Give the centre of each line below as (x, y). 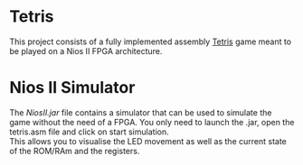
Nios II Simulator (72, 88)
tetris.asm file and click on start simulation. (89, 132)
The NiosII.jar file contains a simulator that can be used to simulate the (141, 112)
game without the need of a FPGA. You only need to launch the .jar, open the (152, 122)
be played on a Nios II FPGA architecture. (86, 50)
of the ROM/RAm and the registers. (75, 151)
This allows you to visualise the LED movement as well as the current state (148, 141)
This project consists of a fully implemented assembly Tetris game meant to (151, 41)
